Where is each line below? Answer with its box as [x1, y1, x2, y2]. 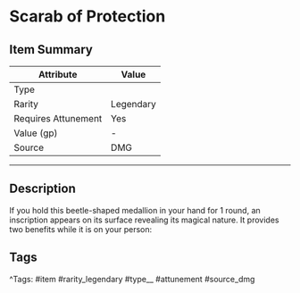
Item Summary [9, 42, 94, 57]
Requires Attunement [13, 113, 103, 124]
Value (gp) [13, 127, 58, 139]
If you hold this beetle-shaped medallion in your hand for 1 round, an [9, 205, 261, 215]
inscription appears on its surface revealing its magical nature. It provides [9, 214, 279, 225]
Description [9, 181, 76, 197]
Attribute [38, 69, 78, 80]
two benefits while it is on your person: [9, 223, 153, 234]
